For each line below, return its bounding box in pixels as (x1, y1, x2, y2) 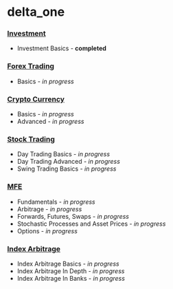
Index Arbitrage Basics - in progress (16, 259, 119, 268)
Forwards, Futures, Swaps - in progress (16, 212, 129, 220)
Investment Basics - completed (16, 44, 106, 52)
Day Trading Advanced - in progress (16, 158, 120, 166)
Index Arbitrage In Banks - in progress (16, 274, 126, 282)
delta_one (7, 4, 65, 20)
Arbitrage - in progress (16, 204, 82, 213)
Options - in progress (16, 226, 78, 235)
